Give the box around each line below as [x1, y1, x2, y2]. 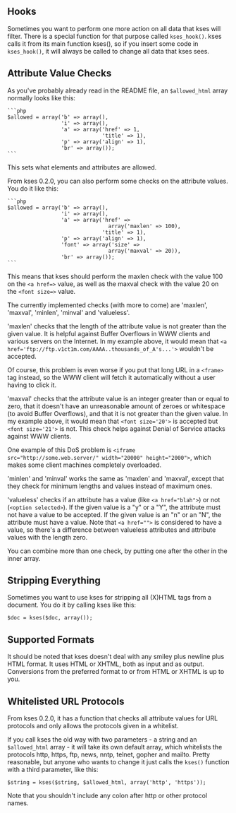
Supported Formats [7, 634, 95, 646]
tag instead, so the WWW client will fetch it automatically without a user [7, 373, 216, 381]
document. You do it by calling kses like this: [7, 600, 136, 610]
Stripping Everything [7, 575, 101, 587]
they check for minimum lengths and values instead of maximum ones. [7, 482, 213, 490]
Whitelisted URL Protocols [7, 695, 125, 707]
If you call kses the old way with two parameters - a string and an [7, 735, 197, 744]
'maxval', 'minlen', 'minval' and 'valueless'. [7, 308, 130, 316]
